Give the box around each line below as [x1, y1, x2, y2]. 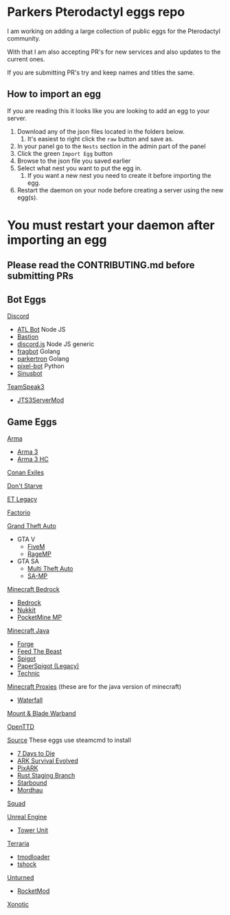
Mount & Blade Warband [7, 709, 76, 717]
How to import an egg [7, 88, 102, 100]
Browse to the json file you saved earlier [16, 157, 131, 165]
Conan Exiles [7, 468, 45, 476]
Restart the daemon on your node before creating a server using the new [16, 185, 224, 194]
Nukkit [16, 605, 36, 614]
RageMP [27, 550, 51, 558]
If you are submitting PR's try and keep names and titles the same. [7, 68, 195, 77]
